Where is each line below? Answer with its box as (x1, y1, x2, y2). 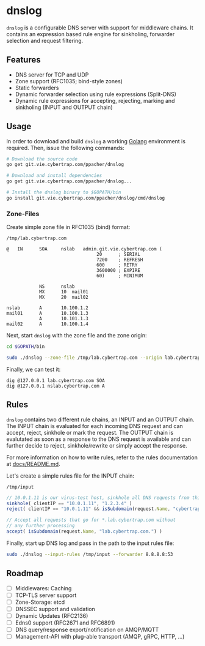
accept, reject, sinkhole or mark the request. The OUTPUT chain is (6, 429, 174, 436)
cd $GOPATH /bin (6, 344, 45, 350)
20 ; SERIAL (96, 252, 140, 258)
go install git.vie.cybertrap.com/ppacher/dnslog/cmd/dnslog (6, 195, 165, 201)
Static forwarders (15, 84, 59, 91)
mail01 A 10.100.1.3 (6, 310, 88, 317)
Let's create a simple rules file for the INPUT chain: (6, 472, 135, 479)
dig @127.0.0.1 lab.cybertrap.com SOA (6, 377, 105, 383)
